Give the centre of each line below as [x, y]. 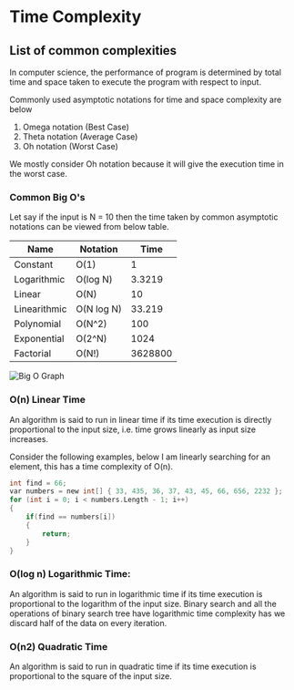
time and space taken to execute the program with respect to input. [136, 82]
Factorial [33, 354]
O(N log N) [99, 309]
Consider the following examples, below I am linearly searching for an [140, 457]
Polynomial [38, 324]
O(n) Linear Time [48, 400]
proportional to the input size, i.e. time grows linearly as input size [133, 429]
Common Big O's [47, 197]
